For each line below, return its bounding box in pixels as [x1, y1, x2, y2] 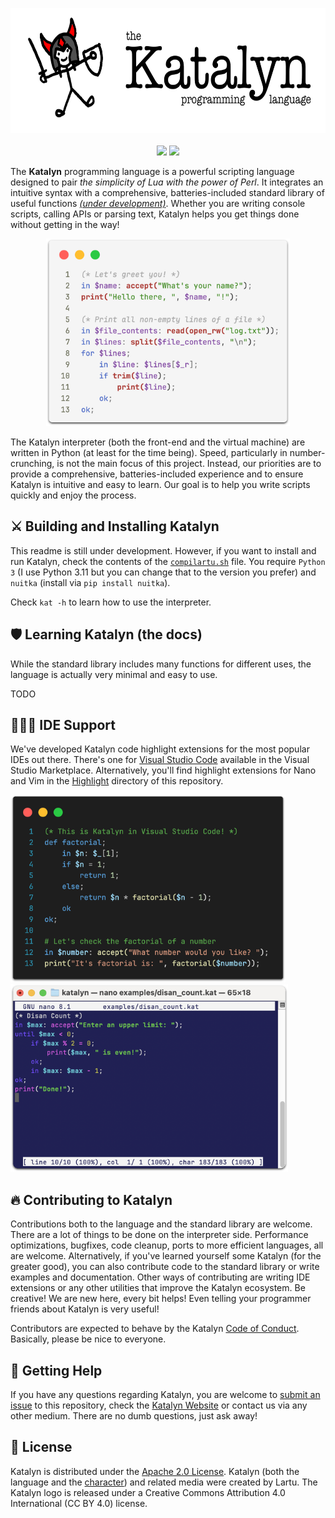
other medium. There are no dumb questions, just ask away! [10, 1410, 258, 1422]
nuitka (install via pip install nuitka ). [10, 576, 171, 588]
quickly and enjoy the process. [10, 489, 137, 501]
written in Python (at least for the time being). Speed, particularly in [10, 447, 288, 458]
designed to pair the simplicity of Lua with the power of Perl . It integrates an [10, 176, 324, 188]
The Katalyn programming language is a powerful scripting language [10, 166, 295, 177]
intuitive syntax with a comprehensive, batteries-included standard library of [10, 187, 325, 198]
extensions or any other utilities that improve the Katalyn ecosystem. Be [10, 1282, 306, 1294]
